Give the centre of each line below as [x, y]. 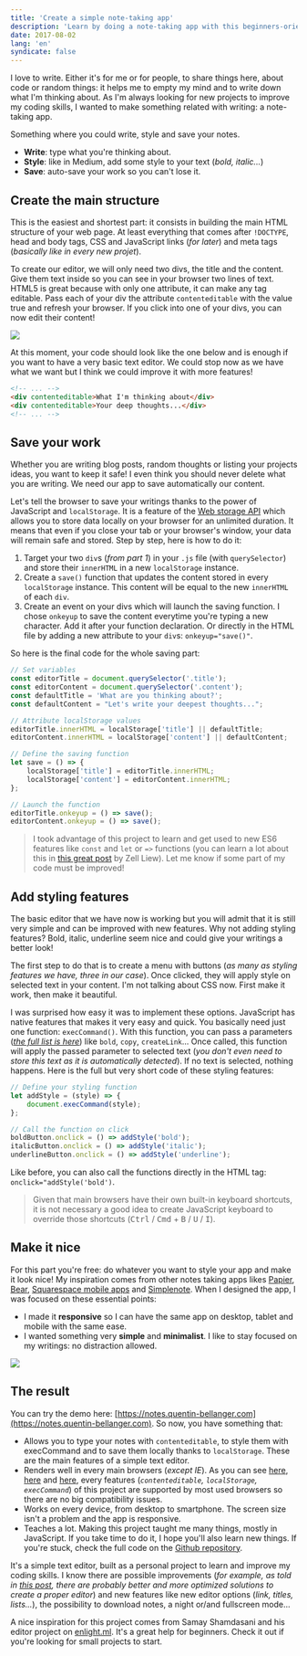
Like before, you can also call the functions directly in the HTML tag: [138, 1172]
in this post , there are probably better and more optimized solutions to [142, 1585]
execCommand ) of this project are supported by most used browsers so [153, 1489]
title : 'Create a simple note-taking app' [92, 18]
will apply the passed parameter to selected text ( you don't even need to [147, 1051]
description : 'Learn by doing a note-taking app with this [125, 26]
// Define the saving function [70, 754]
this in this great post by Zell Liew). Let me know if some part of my [159, 859]
